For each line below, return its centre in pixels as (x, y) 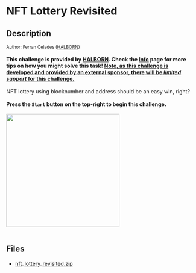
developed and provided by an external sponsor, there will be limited (94, 72)
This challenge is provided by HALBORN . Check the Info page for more (96, 59)
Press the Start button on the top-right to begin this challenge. (87, 104)
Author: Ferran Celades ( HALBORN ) (43, 47)
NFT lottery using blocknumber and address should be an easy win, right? (98, 91)
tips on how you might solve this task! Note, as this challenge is (87, 66)
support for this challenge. (40, 79)
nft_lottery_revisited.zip (44, 263)
